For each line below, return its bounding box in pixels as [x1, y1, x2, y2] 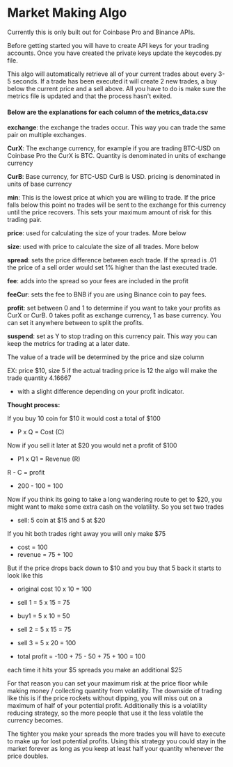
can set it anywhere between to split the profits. [7, 319, 144, 327]
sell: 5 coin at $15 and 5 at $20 [17, 516, 106, 525]
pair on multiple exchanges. [7, 131, 87, 139]
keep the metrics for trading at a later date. [7, 340, 130, 348]
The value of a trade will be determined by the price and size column [7, 353, 204, 361]
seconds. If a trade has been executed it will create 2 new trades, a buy [13, 77, 218, 85]
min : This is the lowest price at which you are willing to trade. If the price [7, 193, 216, 202]
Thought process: [7, 401, 61, 409]
